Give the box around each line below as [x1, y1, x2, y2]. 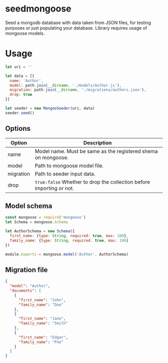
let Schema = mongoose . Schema [5, 220, 68, 225]
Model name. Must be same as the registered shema [34, 147, 158, 154]
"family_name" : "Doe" [18, 302, 64, 307]
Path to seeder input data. [34, 170, 96, 177]
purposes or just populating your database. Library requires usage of [5, 25, 147, 31]
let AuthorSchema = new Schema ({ [5, 229, 75, 234]
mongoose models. [5, 30, 45, 36]
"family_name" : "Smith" [18, 321, 68, 326]
